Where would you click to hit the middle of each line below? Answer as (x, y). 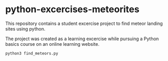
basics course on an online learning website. (52, 44)
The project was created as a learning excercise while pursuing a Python (82, 39)
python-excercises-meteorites (72, 9)
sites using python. (25, 28)
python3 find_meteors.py (32, 53)
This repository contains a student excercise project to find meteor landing (84, 23)
